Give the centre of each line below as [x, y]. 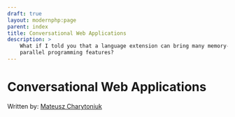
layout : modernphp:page [42, 20]
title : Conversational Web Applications [67, 33]
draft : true [24, 14]
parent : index [28, 26]
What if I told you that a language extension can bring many [112, 46]
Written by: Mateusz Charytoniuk [55, 106]
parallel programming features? [67, 53]
